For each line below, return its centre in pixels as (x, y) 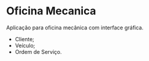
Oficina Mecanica (51, 11)
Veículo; (25, 45)
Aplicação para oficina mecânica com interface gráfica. (75, 28)
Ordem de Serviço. (38, 51)
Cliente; (25, 39)
